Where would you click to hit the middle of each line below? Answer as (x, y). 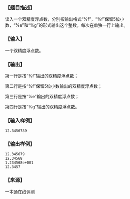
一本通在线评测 (20, 191)
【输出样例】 (20, 144)
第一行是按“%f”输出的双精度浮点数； (42, 76)
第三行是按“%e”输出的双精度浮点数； (42, 96)
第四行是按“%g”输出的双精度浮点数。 (42, 107)
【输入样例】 (20, 120)
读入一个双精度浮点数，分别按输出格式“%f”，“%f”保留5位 (63, 19)
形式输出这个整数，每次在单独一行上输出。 (85, 25)
